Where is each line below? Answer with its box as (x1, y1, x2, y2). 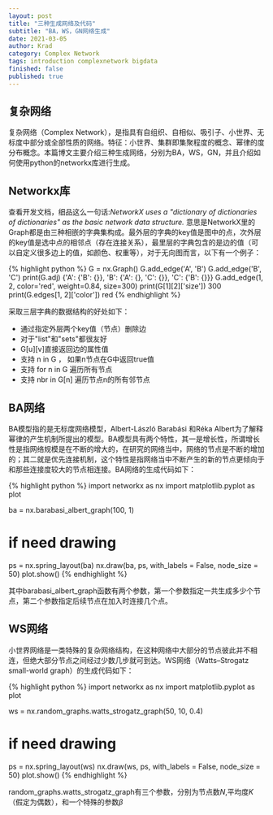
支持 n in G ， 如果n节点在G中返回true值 (19, 354, 154, 364)
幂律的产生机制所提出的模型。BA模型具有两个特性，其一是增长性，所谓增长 (8, 434, 260, 444)
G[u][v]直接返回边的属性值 (19, 345, 109, 354)
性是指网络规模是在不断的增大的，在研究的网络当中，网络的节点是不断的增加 (8, 444, 265, 454)
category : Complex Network (8, 50, 100, 58)
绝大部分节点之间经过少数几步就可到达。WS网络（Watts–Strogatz (29, 655, 249, 665)
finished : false (8, 65, 63, 73)
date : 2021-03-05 (8, 34, 67, 43)
